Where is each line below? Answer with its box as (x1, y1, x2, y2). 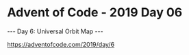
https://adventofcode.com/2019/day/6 (7, 40, 115, 48)
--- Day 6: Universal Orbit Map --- (7, 27, 104, 35)
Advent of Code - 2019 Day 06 (7, 5, 183, 20)
